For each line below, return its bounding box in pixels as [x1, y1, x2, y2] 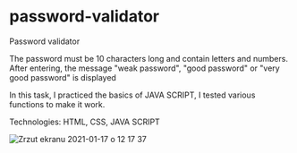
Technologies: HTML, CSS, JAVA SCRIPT [9, 116, 161, 127]
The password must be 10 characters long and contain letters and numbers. [9, 53, 289, 64]
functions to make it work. [9, 98, 106, 109]
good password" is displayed [9, 72, 116, 82]
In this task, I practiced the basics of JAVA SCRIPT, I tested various [9, 89, 256, 100]
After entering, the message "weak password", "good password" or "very [9, 63, 280, 73]
